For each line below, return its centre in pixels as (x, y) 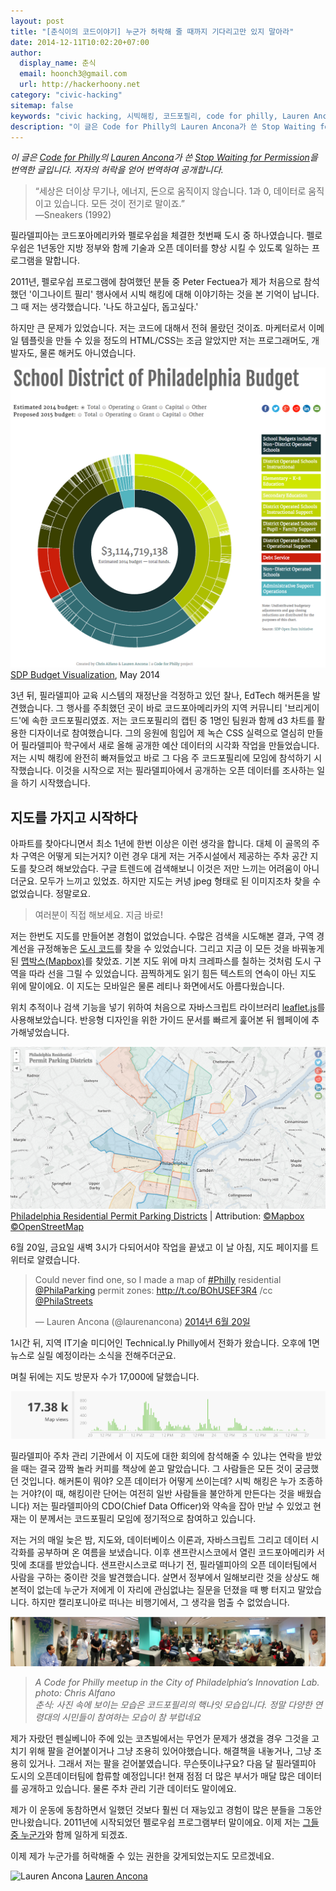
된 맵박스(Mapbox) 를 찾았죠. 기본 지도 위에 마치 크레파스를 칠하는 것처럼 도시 (161, 961)
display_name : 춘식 (58, 63)
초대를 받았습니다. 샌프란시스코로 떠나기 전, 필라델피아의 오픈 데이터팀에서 (173, 1565)
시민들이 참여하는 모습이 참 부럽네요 (131, 1717)
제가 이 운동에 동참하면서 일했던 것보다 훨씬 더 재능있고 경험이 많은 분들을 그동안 (166, 1810)
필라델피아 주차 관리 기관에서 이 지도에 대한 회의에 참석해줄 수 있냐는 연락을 (157, 1456)
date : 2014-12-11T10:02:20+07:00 (80, 42)
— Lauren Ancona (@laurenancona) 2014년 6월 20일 (142, 1321)
